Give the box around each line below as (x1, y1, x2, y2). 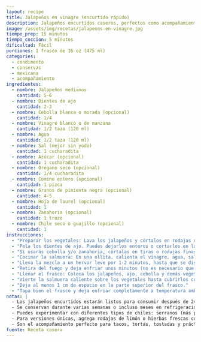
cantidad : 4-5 (17, 193, 52, 199)
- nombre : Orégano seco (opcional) (11, 165, 100, 171)
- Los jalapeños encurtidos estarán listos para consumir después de (11, 299, 188, 305)
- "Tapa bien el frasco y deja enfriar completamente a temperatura (11, 287, 186, 294)
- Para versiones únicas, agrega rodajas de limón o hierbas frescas (11, 316, 188, 322)
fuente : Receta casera (6, 326, 63, 333)
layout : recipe (6, 8, 44, 15)
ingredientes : (6, 82, 42, 88)
